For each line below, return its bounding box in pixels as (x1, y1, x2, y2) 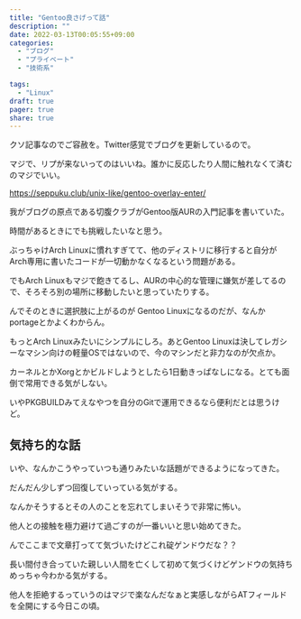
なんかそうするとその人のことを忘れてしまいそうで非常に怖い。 (9, 502, 246, 513)
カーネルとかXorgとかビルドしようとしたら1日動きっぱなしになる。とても (9, 366, 282, 377)
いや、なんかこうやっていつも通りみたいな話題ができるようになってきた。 (9, 463, 285, 474)
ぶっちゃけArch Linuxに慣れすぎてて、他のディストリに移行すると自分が (9, 245, 278, 255)
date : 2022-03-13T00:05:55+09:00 (9, 30, 135, 39)
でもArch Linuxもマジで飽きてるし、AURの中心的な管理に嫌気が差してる (9, 275, 278, 286)
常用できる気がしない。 (24, 378, 113, 389)
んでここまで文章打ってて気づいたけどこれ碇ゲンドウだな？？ (9, 540, 238, 550)
